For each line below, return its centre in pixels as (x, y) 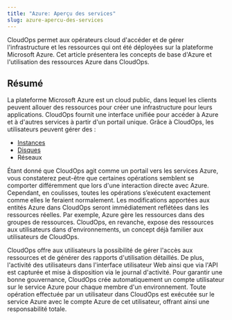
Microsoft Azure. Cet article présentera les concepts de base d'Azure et (110, 54)
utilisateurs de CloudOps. (43, 237)
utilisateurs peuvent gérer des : (52, 129)
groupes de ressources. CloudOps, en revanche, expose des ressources (110, 223)
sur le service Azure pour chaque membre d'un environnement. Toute (107, 287)
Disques (29, 150)
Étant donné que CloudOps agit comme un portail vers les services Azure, (113, 171)
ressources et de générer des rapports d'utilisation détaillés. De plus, (106, 258)
